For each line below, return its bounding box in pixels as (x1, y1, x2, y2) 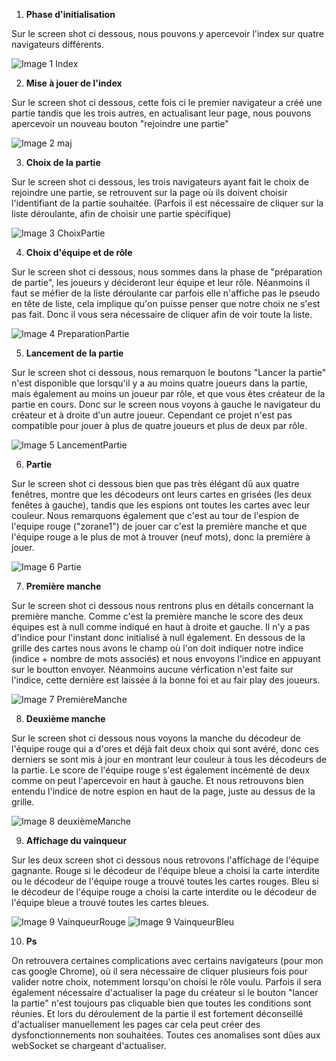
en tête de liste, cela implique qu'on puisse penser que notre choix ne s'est (11, 298, 321, 309)
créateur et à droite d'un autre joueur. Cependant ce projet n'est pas (11, 409, 293, 421)
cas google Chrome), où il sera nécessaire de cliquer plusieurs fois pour (11, 965, 308, 977)
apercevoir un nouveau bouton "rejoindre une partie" (11, 118, 229, 129)
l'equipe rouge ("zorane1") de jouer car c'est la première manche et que (11, 520, 308, 532)
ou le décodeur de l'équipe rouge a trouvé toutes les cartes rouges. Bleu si (11, 875, 319, 887)
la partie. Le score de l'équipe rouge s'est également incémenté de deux (11, 764, 311, 776)
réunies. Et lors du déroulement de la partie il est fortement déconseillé (11, 1008, 304, 1019)
